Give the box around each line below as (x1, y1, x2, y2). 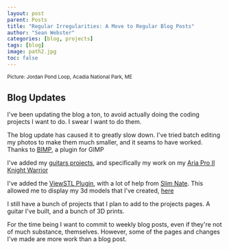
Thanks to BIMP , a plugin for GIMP (7, 145, 104, 153)
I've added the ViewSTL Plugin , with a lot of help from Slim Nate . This (7, 179, 204, 187)
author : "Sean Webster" (7, 29, 75, 36)
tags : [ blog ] (7, 42, 45, 49)
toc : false (7, 55, 38, 62)
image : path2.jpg (7, 49, 57, 55)
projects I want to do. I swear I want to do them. (7, 117, 142, 125)
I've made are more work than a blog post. (7, 234, 127, 243)
